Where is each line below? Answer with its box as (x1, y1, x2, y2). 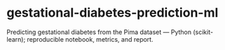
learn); (6, 35, 26, 43)
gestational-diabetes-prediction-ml (6, 5, 219, 21)
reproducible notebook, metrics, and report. (27, 35, 154, 43)
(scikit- (193, 28, 214, 36)
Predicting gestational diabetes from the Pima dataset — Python (6, 28, 192, 36)
